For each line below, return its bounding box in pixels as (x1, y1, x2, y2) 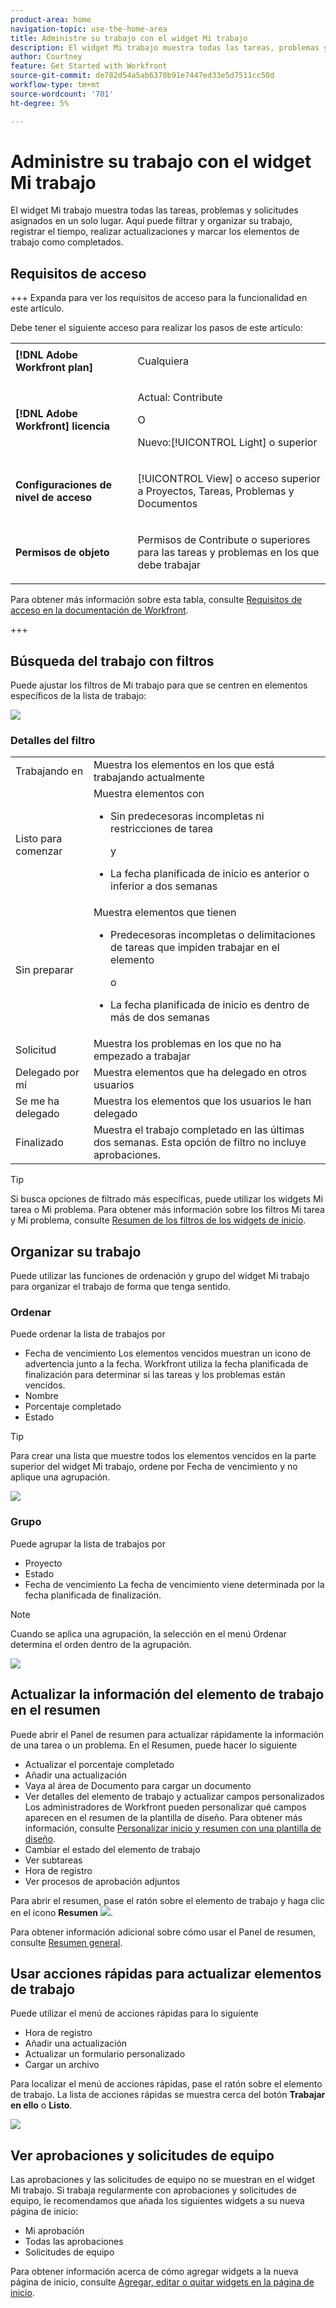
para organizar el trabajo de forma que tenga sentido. (10, 1281, 231, 1293)
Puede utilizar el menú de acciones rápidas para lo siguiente (10, 2007, 259, 2020)
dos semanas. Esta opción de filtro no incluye (93, 1136, 307, 1150)
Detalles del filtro (10, 733, 96, 747)
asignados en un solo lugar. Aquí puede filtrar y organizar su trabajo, (10, 215, 293, 227)
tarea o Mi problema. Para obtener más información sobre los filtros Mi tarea (10, 1204, 325, 1216)
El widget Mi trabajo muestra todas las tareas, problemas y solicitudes (10, 204, 299, 216)
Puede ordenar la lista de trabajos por (10, 1328, 166, 1340)
